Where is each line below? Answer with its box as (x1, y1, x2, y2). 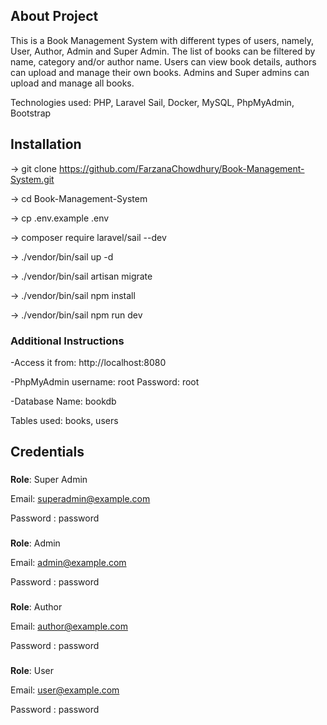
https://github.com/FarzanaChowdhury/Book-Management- (58, 162, 305, 174)
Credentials (10, 444, 85, 461)
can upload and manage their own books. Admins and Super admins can (10, 66, 310, 78)
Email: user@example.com (10, 684, 120, 696)
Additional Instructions (10, 334, 125, 348)
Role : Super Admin (10, 474, 88, 486)
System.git (10, 173, 55, 185)
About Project (10, 8, 99, 25)
